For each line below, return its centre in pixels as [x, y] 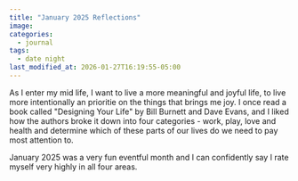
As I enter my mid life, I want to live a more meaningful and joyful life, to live [148, 92]
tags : [19, 51]
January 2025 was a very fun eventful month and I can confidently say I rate [149, 157]
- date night [41, 59]
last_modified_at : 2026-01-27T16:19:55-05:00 [95, 68]
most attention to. [41, 140]
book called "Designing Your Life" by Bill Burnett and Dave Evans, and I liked [149, 111]
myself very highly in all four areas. [73, 167]
